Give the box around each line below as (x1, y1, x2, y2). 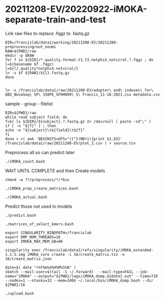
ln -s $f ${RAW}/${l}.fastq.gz (5, 70, 70, 75)
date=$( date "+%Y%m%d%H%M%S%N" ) (5, 265, 77, 270)
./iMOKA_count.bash (5, 159, 45, 164)
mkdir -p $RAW (5, 53, 35, 58)
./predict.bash (5, 213, 37, 218)
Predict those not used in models (5, 203, 73, 209)
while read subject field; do (5, 115, 68, 120)
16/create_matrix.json (5, 256, 52, 261)
